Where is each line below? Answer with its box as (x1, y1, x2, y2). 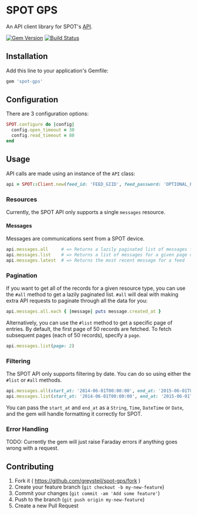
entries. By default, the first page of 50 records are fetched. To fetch (6, 325, 172, 332)
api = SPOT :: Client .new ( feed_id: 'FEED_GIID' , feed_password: (6, 181, 161, 187)
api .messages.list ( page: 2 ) (6, 343, 75, 349)
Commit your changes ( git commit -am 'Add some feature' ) (14, 489, 160, 497)
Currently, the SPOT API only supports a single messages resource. (6, 208, 166, 215)
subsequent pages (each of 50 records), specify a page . (6, 332, 141, 339)
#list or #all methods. (6, 377, 62, 384)
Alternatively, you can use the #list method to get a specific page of (6, 319, 173, 326)
